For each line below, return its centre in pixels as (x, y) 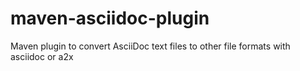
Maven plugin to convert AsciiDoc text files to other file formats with (150, 46)
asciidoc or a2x (42, 56)
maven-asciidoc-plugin (110, 18)
